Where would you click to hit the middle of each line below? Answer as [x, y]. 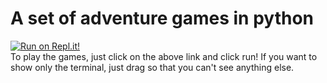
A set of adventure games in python [162, 18]
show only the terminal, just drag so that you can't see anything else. [152, 67]
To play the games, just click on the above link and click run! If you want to [164, 56]
